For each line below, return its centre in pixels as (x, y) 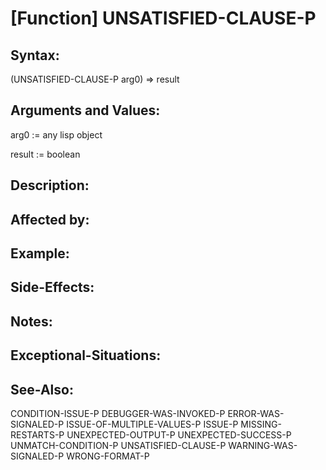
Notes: (31, 321)
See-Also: (42, 389)
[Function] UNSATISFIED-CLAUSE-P (163, 18)
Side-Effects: (52, 287)
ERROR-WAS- (256, 413)
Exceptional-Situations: (86, 355)
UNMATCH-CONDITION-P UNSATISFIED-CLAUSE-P (118, 445)
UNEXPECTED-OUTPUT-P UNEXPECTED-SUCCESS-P (179, 434)
